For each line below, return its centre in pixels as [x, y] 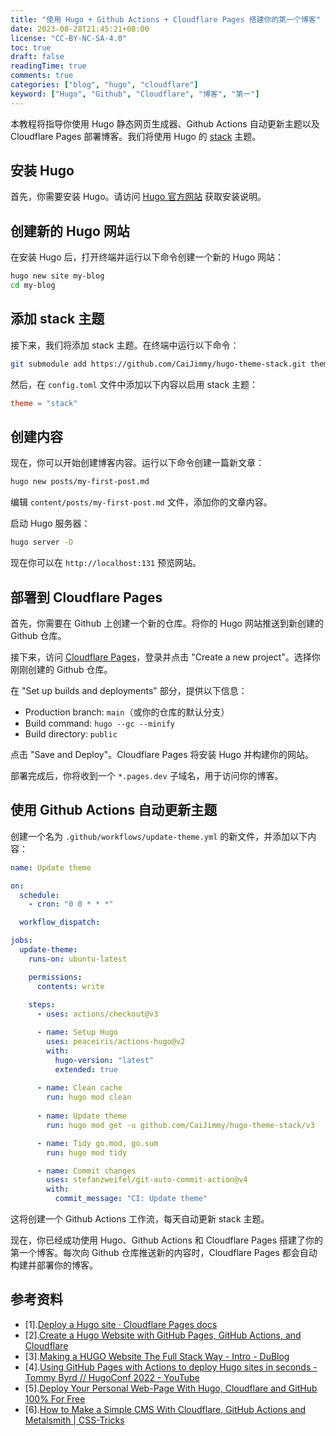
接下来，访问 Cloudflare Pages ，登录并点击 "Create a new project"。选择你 [165, 657]
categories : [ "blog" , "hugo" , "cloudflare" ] [104, 85]
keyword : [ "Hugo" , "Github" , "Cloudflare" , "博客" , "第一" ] [135, 94]
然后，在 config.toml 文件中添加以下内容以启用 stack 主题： [134, 384]
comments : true [42, 76]
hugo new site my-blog [57, 276]
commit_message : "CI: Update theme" [131, 1199]
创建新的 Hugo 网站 [70, 231]
